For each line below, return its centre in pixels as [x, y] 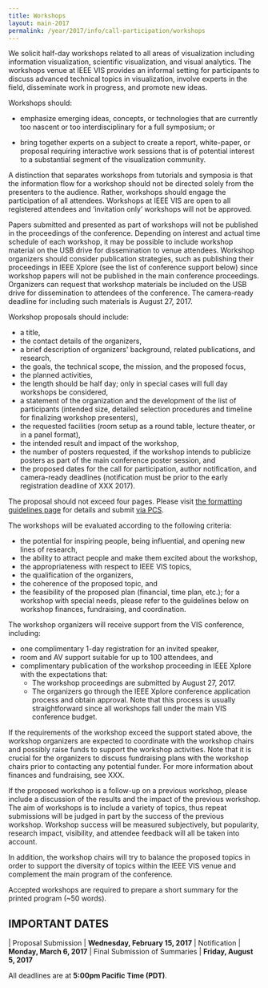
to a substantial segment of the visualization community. [113, 160]
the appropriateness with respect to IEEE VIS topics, [106, 567]
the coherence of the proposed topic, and [89, 584]
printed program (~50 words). [57, 898]
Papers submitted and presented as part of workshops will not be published [133, 225]
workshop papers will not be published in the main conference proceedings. [134, 276]
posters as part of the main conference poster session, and [118, 460]
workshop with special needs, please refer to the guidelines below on [134, 601]
